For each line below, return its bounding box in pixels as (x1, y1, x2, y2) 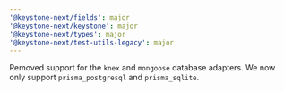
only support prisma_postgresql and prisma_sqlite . (9, 72, 200, 83)
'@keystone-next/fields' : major (9, 12, 130, 22)
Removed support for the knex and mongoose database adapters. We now (9, 62, 276, 73)
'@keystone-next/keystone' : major (9, 21, 139, 30)
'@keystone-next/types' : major (9, 29, 126, 38)
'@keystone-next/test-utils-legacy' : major (9, 37, 175, 47)
